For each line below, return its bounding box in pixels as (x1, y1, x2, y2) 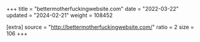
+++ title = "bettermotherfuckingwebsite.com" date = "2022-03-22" (6, 5, 179, 12)
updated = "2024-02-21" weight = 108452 (6, 12, 113, 19)
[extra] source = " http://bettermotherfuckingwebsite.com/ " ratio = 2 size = (6, 24, 194, 30)
